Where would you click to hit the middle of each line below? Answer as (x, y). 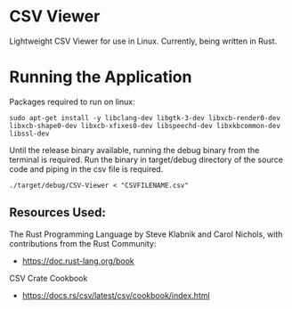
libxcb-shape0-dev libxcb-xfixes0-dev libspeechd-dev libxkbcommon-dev (145, 126)
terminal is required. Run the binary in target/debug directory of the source (146, 159)
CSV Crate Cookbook (49, 278)
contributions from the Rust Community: (83, 243)
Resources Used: (58, 212)
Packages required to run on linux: (72, 102)
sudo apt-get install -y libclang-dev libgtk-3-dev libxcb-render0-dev (145, 118)
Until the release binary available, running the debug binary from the (134, 150)
